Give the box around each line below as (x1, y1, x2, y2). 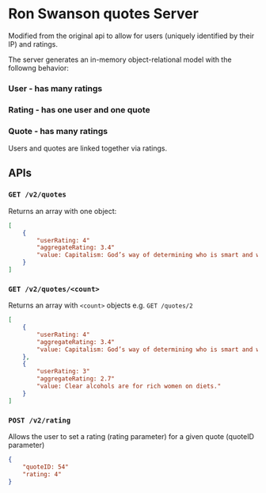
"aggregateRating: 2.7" (36, 375, 115, 383)
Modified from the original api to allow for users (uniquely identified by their (8, 31, 255, 40)
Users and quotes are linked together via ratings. (8, 143, 168, 153)
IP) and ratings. (8, 39, 58, 48)
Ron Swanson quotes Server (8, 5, 199, 23)
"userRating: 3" (36, 368, 90, 376)
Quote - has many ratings (8, 125, 108, 136)
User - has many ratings (8, 82, 103, 94)
